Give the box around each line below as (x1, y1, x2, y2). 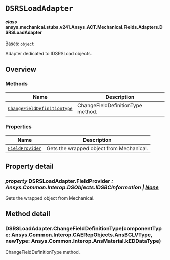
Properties (5, 123, 32, 130)
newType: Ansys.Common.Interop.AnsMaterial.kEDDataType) (5, 238, 161, 245)
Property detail (5, 162, 54, 170)
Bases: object (5, 40, 34, 47)
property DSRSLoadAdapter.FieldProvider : (5, 177, 113, 184)
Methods (5, 80, 28, 87)
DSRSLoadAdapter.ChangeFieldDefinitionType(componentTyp (5, 225, 162, 232)
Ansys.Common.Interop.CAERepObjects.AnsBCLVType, (11, 231, 153, 238)
